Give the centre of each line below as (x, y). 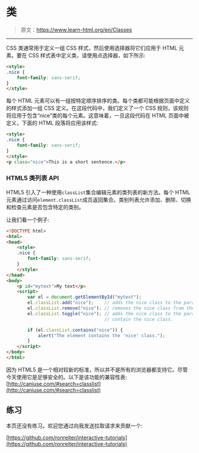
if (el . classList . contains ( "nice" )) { (75, 330)
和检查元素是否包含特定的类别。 (45, 207)
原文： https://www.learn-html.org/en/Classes (76, 30)
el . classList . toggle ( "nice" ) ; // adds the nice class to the (105, 313)
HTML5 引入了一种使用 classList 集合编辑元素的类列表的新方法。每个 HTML (98, 192)
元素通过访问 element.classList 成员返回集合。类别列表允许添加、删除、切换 (99, 199)
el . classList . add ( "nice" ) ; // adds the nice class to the (105, 303)
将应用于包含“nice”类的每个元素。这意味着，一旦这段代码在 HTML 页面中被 (98, 116)
